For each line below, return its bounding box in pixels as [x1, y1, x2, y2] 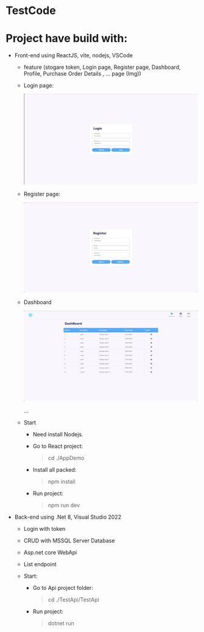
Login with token [23, 525, 66, 533]
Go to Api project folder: [32, 584, 94, 592]
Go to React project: [32, 442, 83, 450]
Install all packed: [32, 466, 77, 474]
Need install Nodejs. [32, 431, 83, 438]
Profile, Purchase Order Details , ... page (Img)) [23, 70, 141, 77]
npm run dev [47, 502, 80, 509]
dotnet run [47, 620, 74, 627]
